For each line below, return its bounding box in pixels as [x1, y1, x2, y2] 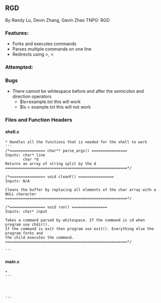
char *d [23, 157, 39, 162]
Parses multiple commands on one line [12, 46, 92, 52]
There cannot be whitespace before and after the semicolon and [12, 88, 144, 94]
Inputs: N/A [5, 179, 30, 184]
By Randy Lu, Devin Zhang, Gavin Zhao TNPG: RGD [5, 17, 110, 23]
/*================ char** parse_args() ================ [5, 148, 127, 153]
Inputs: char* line [5, 153, 46, 158]
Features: [5, 29, 29, 36]
